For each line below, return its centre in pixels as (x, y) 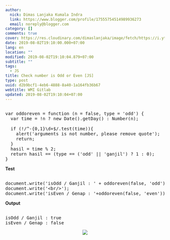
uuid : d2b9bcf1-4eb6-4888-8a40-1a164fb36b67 (53, 85)
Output (13, 203)
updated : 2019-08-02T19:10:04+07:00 (44, 94)
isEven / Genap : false (35, 223)
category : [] (19, 29)
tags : (11, 66)
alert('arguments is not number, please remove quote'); (88, 134)
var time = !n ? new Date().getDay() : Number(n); (75, 119)
